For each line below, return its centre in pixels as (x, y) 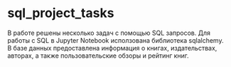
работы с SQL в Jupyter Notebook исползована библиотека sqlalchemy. (116, 40)
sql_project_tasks (61, 13)
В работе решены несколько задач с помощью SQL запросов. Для (109, 33)
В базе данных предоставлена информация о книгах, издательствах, (112, 48)
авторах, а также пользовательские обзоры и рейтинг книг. (98, 56)
